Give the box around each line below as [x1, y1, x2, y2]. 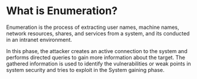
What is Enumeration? [6, 4, 118, 18]
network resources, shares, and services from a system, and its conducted [6, 29, 190, 37]
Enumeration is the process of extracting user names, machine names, [6, 24, 180, 31]
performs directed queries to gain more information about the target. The [6, 54, 186, 61]
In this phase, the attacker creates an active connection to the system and [6, 47, 187, 54]
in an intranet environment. [6, 36, 73, 43]
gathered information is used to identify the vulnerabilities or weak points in [6, 60, 192, 67]
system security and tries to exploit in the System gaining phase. [6, 66, 165, 73]
